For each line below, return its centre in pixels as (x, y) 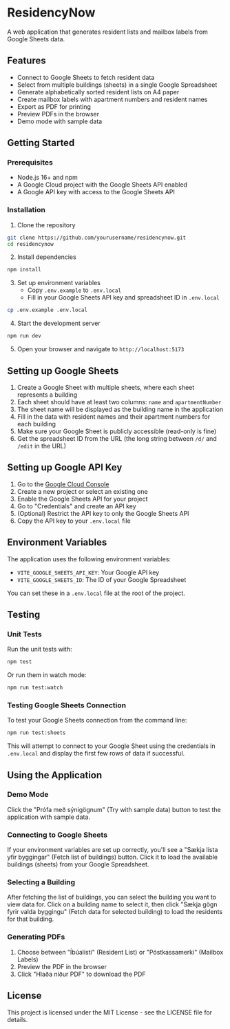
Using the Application (55, 775)
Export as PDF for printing (54, 106)
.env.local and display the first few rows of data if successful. (96, 753)
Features (27, 61)
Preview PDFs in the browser (58, 114)
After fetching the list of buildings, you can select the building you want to (112, 897)
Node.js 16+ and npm (47, 178)
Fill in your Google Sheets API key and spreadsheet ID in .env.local (123, 298)
